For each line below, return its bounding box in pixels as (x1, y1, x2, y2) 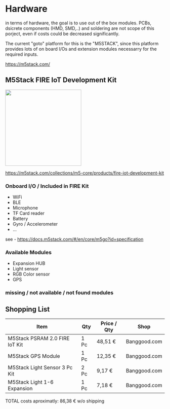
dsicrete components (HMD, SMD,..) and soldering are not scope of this (5, 25, 155, 31)
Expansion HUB (12, 260, 46, 266)
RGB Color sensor (12, 271, 50, 277)
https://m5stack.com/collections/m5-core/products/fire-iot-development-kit (5, 169, 164, 176)
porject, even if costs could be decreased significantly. (5, 30, 120, 37)
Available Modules (5, 249, 52, 256)
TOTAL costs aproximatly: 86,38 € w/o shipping (5, 398, 105, 404)
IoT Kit (8, 341, 23, 348)
